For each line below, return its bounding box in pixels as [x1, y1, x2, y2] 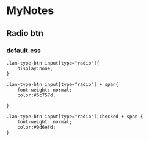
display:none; [17, 65, 53, 71]
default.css [6, 46, 42, 55]
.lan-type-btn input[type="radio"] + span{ [6, 81, 119, 87]
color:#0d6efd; [17, 124, 56, 130]
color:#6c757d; [17, 92, 56, 98]
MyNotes [6, 4, 54, 18]
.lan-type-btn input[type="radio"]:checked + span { [6, 114, 144, 120]
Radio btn [6, 28, 44, 38]
